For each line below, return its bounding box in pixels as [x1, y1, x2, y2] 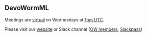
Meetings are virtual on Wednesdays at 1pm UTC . [4, 17, 104, 22]
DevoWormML [4, 4, 49, 12]
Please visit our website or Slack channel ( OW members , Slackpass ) [4, 26, 143, 32]
